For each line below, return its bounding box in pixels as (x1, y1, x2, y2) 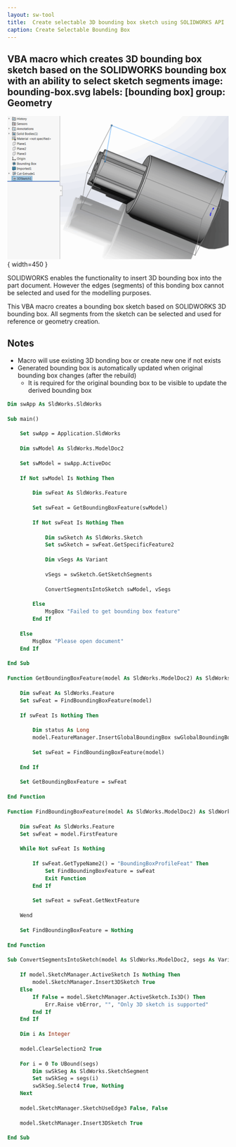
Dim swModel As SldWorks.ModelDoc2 (20, 445, 124, 453)
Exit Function (44, 875, 86, 882)
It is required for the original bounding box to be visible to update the (27, 378, 227, 387)
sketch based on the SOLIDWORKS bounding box (7, 64, 227, 76)
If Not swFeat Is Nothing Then (32, 519, 124, 526)
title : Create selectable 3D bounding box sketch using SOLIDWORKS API (7, 18, 225, 26)
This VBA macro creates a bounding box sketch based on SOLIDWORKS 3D (7, 302, 227, 311)
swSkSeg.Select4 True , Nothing (32, 1082, 124, 1089)
